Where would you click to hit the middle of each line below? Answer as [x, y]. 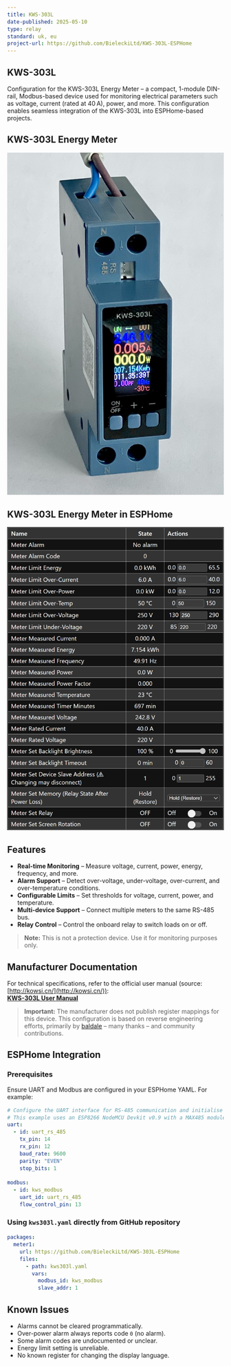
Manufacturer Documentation [72, 967]
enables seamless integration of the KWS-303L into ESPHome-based [106, 111]
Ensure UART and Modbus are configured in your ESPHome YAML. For [107, 1089]
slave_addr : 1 [58, 1288]
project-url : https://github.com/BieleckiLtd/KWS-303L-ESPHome [100, 44]
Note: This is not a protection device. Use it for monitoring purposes [121, 938]
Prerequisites [30, 1074]
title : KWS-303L [30, 14]
